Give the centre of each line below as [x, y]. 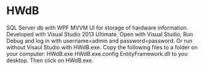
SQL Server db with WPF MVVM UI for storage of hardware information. [97, 28]
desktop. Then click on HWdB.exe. [50, 60]
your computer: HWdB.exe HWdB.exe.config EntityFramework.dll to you [97, 53]
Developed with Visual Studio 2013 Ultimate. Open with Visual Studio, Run [100, 34]
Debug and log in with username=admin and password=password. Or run [99, 41]
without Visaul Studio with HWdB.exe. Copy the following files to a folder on [102, 47]
